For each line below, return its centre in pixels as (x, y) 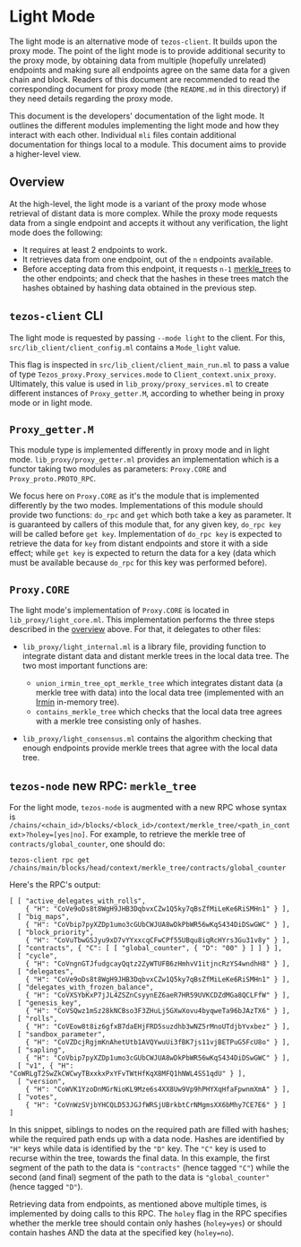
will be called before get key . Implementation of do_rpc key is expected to (146, 534)
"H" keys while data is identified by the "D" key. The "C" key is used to (138, 1148)
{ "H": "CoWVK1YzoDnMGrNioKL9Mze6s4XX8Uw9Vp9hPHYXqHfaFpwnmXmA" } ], (158, 1089)
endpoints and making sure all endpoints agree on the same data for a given (150, 70)
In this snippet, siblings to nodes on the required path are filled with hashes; (149, 1130)
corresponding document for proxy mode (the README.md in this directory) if (148, 89)
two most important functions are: (85, 666)
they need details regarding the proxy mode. (91, 98)
